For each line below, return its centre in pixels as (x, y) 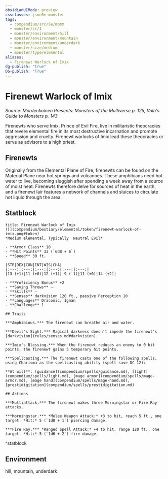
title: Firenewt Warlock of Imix (40, 225)
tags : (11, 19)
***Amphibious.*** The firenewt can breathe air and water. (70, 323)
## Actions (17, 394)
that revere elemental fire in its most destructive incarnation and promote (81, 131)
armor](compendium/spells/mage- (121, 376)
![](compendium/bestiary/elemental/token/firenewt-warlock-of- (73, 229)
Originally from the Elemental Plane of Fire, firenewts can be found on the (82, 170)
